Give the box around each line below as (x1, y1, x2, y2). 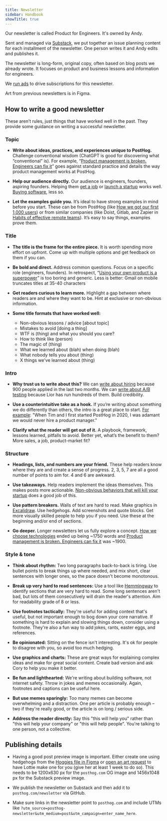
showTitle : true (5, 17, 39, 22)
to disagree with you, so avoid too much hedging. (12, 644, 114, 651)
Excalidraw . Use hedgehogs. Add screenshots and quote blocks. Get (12, 508, 154, 514)
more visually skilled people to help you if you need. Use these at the (12, 513, 155, 519)
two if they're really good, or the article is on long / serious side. (12, 705, 144, 711)
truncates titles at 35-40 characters (12, 280, 86, 286)
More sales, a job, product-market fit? (12, 438, 90, 444)
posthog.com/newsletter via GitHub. (12, 790, 86, 796)
